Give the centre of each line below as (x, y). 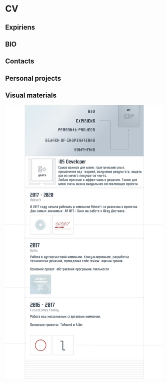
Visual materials (31, 95)
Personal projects (33, 78)
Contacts (20, 61)
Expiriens (20, 27)
